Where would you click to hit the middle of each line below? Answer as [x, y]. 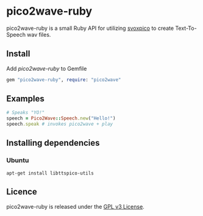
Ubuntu [18, 160]
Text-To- [186, 28]
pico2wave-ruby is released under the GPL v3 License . [75, 206]
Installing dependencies [53, 143]
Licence [22, 192]
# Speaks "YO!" [26, 113]
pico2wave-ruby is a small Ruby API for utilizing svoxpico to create [90, 28]
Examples [25, 99]
